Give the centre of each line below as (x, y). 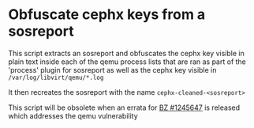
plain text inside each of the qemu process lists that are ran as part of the (127, 62)
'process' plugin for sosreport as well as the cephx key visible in (112, 70)
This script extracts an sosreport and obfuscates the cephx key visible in (126, 53)
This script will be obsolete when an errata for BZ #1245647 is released (124, 107)
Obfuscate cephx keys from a (107, 15)
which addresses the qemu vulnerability (73, 115)
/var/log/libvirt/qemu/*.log (56, 77)
